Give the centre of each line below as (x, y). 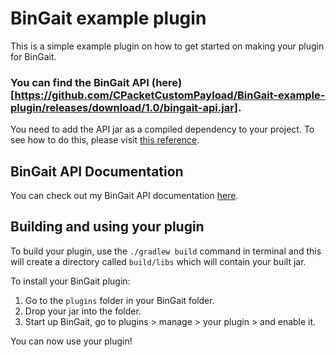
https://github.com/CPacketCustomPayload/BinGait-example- (170, 95)
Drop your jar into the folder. (83, 311)
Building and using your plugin (107, 227)
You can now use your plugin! (71, 341)
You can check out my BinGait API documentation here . (124, 196)
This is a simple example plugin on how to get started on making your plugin (167, 46)
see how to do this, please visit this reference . (105, 140)
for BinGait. (33, 56)
